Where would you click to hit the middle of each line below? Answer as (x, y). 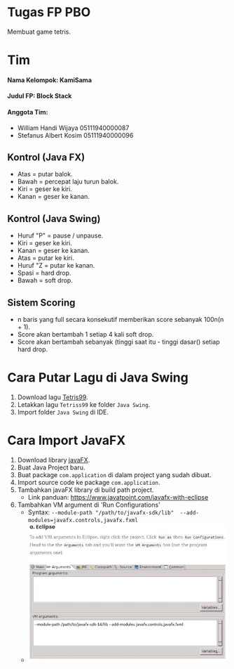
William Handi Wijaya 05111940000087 (73, 128)
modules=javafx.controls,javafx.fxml (83, 520)
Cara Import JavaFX (67, 441)
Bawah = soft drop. (45, 280)
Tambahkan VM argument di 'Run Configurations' (89, 505)
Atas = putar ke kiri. (46, 258)
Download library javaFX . (54, 460)
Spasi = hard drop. (44, 273)
